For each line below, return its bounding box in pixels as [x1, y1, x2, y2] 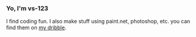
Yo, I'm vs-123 [6, 4, 49, 13]
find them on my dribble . [6, 24, 67, 31]
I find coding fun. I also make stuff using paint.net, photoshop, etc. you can [6, 18, 191, 25]
